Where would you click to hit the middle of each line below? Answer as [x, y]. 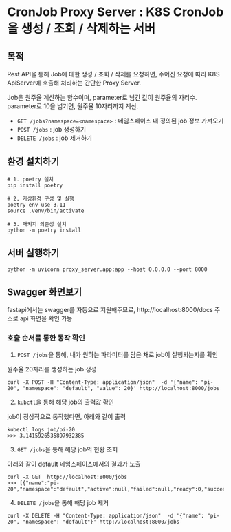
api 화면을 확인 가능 [46, 318]
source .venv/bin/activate [46, 211]
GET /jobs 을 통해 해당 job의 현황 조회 [67, 449]
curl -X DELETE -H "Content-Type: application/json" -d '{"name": [106, 515]
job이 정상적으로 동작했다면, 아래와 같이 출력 [66, 416]
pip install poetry [35, 185]
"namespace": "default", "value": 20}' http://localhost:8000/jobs [121, 388]
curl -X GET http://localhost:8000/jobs [67, 477]
